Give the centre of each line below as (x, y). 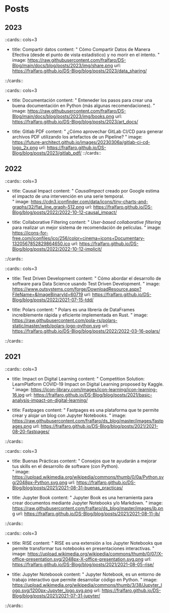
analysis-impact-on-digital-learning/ (50, 400)
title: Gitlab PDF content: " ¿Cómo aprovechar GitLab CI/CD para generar (88, 131)
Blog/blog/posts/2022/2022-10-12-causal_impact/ (64, 212)
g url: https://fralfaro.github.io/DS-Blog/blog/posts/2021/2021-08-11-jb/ (86, 513)
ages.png (22, 426)
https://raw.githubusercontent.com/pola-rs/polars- (65, 320)
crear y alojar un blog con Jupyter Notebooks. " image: (69, 415)
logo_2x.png (25, 148)
